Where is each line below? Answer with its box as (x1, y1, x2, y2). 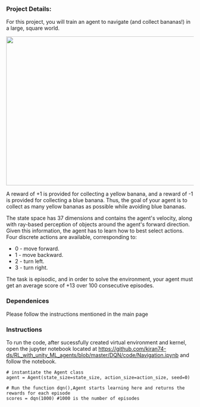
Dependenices (6, 297, 49, 305)
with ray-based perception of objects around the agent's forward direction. (6, 221, 190, 228)
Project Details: (6, 5, 52, 13)
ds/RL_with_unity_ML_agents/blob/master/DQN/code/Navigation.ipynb (6, 351, 179, 359)
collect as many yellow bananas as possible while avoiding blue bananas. (6, 203, 186, 210)
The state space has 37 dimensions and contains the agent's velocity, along (6, 215, 192, 222)
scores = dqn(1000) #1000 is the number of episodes (6, 395, 140, 401)
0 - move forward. (14, 245, 60, 252)
